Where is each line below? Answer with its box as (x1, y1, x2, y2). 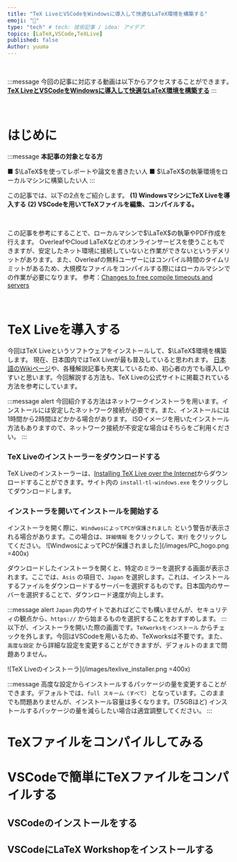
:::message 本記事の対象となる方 (7, 152, 103, 160)
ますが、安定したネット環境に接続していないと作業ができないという (13, 246, 212, 255)
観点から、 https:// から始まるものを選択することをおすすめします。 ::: (19, 614, 227, 623)
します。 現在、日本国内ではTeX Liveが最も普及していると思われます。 (7, 355, 212, 363)
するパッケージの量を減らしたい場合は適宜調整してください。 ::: (25, 706, 212, 715)
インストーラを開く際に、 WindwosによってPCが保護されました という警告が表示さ (7, 523, 231, 532)
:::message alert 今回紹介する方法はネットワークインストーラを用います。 (7, 397, 223, 405)
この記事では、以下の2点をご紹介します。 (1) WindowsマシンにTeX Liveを (7, 191, 224, 199)
